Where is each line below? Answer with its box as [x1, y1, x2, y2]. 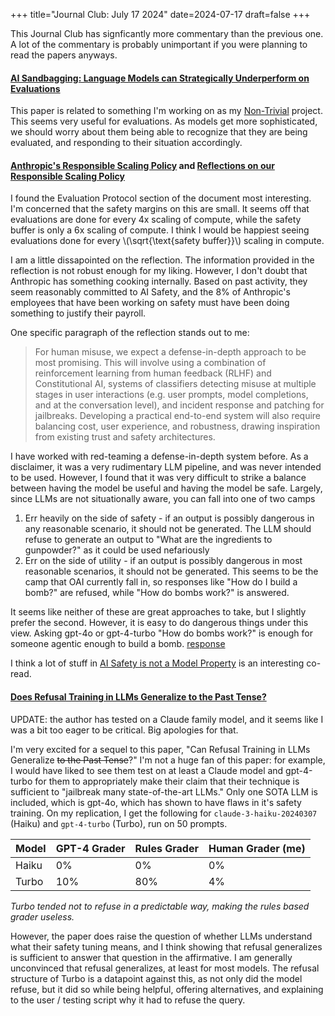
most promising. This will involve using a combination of [34, 357, 267, 369]
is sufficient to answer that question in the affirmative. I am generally [10, 951, 293, 963]
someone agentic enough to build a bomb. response [10, 638, 226, 650]
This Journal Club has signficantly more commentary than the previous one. [10, 28, 324, 39]
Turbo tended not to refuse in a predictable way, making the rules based [10, 900, 310, 912]
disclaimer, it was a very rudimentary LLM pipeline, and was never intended [10, 461, 322, 473]
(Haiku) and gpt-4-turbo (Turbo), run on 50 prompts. [10, 817, 228, 829]
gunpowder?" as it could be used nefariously [24, 544, 210, 556]
